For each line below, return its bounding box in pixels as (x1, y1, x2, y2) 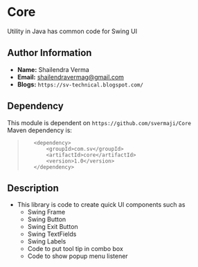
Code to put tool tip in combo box (27, 245, 123, 253)
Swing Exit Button (27, 223, 78, 231)
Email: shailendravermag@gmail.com (17, 73, 125, 81)
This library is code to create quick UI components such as (17, 201, 186, 209)
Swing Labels (27, 237, 66, 246)
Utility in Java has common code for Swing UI (7, 27, 137, 35)
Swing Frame (27, 208, 66, 217)
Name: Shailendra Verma (17, 65, 90, 73)
